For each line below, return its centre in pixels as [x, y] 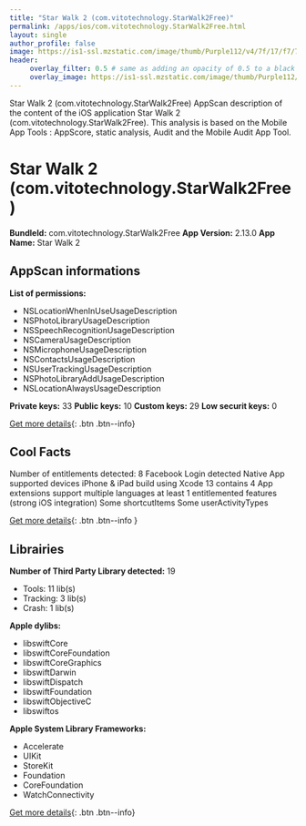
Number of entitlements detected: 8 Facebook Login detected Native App [147, 474]
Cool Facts [40, 452]
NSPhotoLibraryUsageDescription [86, 321]
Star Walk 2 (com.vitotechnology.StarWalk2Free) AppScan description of [146, 103]
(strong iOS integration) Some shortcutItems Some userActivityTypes [139, 503]
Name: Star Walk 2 [45, 242]
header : [24, 60]
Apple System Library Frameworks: [78, 729]
